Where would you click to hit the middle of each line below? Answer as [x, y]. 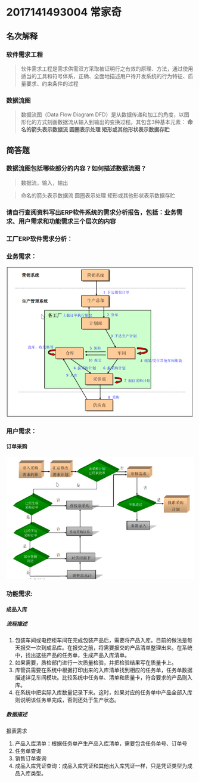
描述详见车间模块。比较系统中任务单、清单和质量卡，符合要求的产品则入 [103, 677]
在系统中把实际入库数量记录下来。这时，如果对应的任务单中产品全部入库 [103, 692]
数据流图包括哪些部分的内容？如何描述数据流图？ [77, 169]
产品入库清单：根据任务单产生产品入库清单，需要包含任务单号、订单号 [101, 743]
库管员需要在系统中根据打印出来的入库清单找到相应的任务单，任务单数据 [103, 670]
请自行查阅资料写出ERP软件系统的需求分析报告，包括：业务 [91, 212]
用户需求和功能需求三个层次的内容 [67, 221]
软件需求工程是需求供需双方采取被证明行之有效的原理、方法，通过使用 [107, 69]
